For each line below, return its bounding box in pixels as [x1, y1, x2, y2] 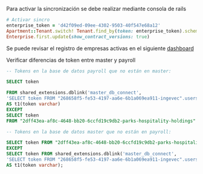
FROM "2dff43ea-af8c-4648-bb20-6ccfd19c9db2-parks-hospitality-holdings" [6, 118, 196, 124]
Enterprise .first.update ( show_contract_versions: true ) [6, 33, 150, 40]
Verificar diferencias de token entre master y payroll [6, 56, 136, 63]
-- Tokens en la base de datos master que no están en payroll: [6, 129, 172, 135]
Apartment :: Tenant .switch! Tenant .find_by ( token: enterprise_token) [6, 28, 182, 34]
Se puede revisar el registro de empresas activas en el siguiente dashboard [6, 45, 195, 52]
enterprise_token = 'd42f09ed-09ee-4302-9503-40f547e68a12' [6, 22, 161, 28]
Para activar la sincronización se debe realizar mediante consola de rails [6, 5, 186, 12]
